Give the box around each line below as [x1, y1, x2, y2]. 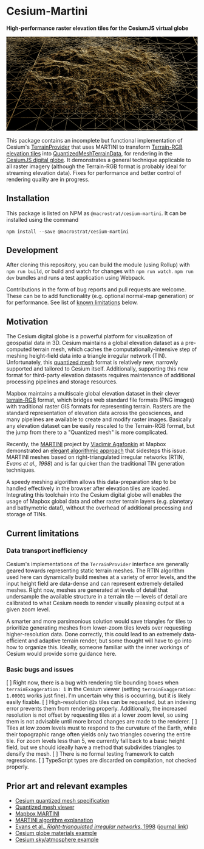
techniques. [6, 466, 36, 474]
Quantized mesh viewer [15, 803, 75, 811]
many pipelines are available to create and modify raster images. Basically [6, 416, 192, 423]
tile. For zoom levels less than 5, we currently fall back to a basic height [6, 737, 185, 745]
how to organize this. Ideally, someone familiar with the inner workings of [6, 643, 189, 650]
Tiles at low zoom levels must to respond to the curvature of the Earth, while [6, 724, 197, 732]
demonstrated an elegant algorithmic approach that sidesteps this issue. [6, 447, 187, 455]
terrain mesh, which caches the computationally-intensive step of [33, 346, 197, 353]
